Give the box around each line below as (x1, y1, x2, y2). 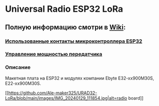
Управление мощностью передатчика (5, 51, 102, 57)
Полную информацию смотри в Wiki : (5, 23, 126, 31)
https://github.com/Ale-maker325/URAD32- (8, 90, 97, 96)
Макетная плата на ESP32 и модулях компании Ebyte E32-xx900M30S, (5, 75, 154, 81)
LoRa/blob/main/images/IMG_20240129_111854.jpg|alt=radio (5, 95, 127, 101)
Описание (5, 64, 31, 71)
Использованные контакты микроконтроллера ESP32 (5, 38, 143, 45)
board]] (128, 95, 144, 101)
